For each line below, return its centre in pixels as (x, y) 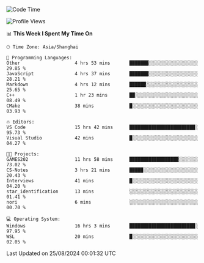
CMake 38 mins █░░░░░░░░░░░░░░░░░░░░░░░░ (102, 106)
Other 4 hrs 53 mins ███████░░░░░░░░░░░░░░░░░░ (102, 63)
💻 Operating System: (34, 219)
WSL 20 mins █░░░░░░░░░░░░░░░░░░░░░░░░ (102, 237)
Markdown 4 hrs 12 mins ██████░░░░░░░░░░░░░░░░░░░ (102, 84)
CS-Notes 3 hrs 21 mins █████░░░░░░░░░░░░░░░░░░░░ (102, 170)
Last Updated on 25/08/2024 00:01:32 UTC (61, 253)
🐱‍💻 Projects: (23, 154)
